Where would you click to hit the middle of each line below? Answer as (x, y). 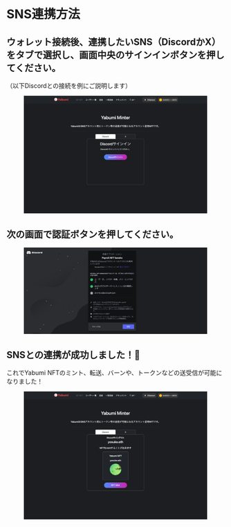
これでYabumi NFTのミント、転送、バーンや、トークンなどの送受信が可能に (114, 373)
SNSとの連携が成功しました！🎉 (74, 354)
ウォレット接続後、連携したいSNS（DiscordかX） (114, 42)
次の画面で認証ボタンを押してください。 (93, 235)
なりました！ (25, 382)
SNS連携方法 (44, 14)
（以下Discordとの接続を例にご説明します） (69, 86)
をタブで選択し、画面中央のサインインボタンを (107, 55)
